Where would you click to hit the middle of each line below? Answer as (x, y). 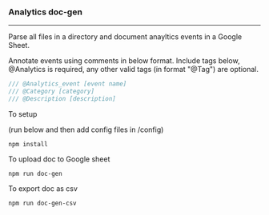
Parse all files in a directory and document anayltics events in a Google (125, 37)
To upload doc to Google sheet (59, 159)
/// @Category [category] (51, 92)
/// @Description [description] (62, 99)
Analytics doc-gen (45, 12)
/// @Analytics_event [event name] (68, 84)
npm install (28, 144)
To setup (23, 113)
